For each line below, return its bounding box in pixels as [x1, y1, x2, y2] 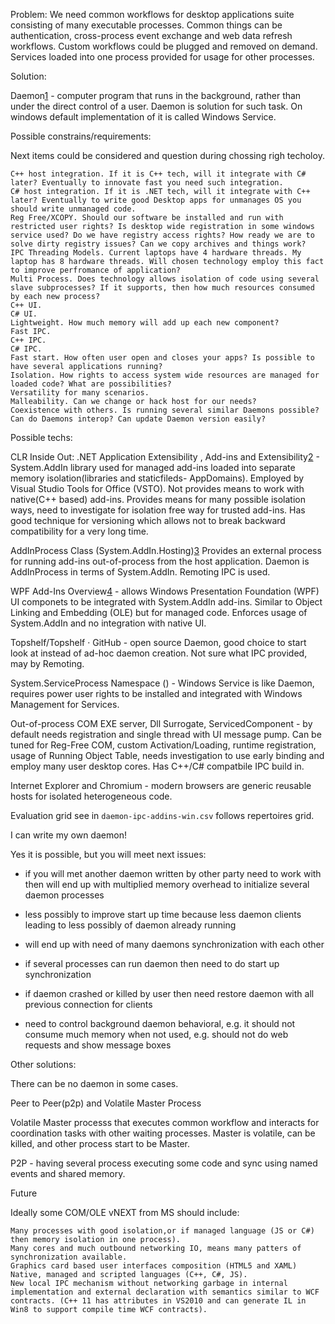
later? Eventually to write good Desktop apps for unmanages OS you [10, 195, 302, 205]
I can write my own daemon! [10, 829, 127, 841]
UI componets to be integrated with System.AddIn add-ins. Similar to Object [10, 596, 323, 608]
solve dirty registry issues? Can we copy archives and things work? [10, 239, 307, 249]
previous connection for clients [24, 999, 153, 1010]
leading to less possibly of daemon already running [24, 919, 237, 931]
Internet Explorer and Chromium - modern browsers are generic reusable [10, 780, 312, 791]
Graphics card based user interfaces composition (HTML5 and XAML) [10, 1261, 298, 1271]
